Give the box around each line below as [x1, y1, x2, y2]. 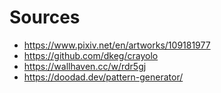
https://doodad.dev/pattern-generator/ [23, 71, 184, 83]
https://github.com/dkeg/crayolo [23, 49, 159, 61]
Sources [9, 6, 81, 29]
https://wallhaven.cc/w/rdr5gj [23, 60, 147, 72]
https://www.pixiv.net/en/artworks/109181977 [23, 39, 211, 51]
